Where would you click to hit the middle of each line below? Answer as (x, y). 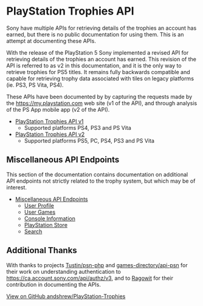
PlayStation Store (46, 225)
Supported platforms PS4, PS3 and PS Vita (78, 127)
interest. (17, 187)
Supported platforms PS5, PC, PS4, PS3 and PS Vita (89, 140)
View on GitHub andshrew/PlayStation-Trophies (66, 296)
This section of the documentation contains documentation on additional (97, 174)
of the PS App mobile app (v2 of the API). (58, 109)
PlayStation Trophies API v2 (50, 134)
